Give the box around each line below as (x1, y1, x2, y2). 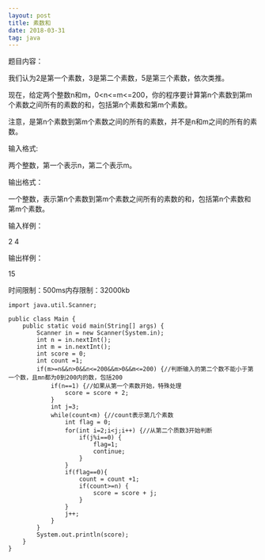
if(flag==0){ (64, 469, 108, 477)
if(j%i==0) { (78, 434, 123, 442)
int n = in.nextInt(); (36, 336, 112, 344)
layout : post (8, 11, 51, 20)
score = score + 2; (64, 389, 129, 397)
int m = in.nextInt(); (36, 343, 112, 351)
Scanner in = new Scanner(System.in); (36, 329, 165, 337)
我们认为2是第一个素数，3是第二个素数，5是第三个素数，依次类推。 (8, 73, 229, 83)
